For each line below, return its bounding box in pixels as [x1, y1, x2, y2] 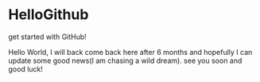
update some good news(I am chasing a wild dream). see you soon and [8, 56, 243, 65]
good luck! [8, 64, 44, 73]
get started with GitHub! [8, 32, 87, 41]
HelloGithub [8, 6, 89, 24]
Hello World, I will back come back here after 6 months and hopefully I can [8, 47, 253, 57]
